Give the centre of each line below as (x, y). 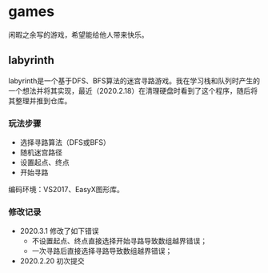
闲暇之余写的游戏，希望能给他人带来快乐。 (78, 34)
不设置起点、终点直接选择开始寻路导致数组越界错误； (120, 241)
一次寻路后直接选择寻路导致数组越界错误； (102, 251)
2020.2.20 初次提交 (52, 261)
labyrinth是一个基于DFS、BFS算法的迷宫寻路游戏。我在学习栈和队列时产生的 (134, 80)
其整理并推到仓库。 (40, 100)
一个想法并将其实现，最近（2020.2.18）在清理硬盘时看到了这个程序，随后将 (133, 90)
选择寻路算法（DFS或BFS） (65, 143)
